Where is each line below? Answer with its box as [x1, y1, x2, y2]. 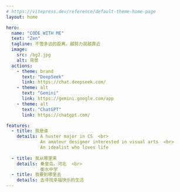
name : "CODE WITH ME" [11, 30, 64, 36]
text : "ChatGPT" [21, 106, 62, 112]
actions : [11, 63, 33, 69]
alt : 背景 [16, 57, 39, 63]
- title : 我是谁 [11, 128, 49, 134]
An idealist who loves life [40, 144, 109, 150]
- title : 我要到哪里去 [11, 171, 62, 178]
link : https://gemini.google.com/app [21, 96, 114, 102]
